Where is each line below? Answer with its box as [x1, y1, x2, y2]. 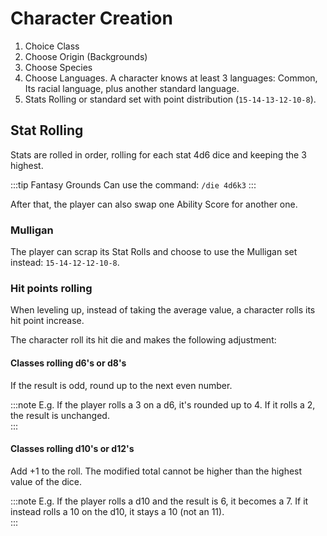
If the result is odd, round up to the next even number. [10, 379, 233, 391]
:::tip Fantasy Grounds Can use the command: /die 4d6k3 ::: [10, 178, 257, 191]
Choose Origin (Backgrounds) [24, 50, 148, 62]
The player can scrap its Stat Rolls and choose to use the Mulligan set [10, 246, 298, 258]
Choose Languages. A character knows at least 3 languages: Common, [24, 72, 318, 84]
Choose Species [24, 61, 93, 73]
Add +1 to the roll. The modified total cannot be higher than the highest [10, 465, 303, 477]
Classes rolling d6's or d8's [10, 357, 127, 369]
